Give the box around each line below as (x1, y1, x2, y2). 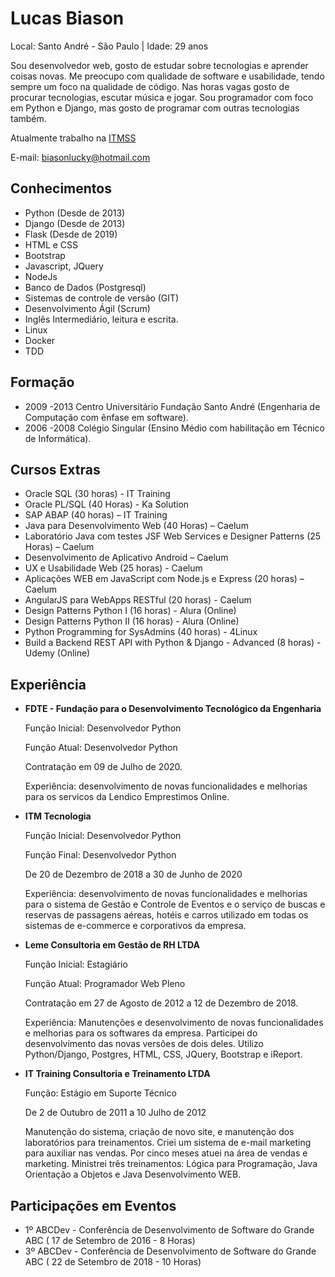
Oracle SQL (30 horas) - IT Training (24, 488, 171, 500)
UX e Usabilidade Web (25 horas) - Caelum (24, 562, 203, 574)
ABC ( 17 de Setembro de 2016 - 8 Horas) (24, 1235, 196, 1246)
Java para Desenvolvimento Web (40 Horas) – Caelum (24, 520, 249, 532)
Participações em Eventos (10, 1197, 177, 1214)
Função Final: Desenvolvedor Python (24, 849, 177, 861)
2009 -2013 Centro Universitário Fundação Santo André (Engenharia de (24, 400, 321, 412)
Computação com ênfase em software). (24, 411, 189, 423)
